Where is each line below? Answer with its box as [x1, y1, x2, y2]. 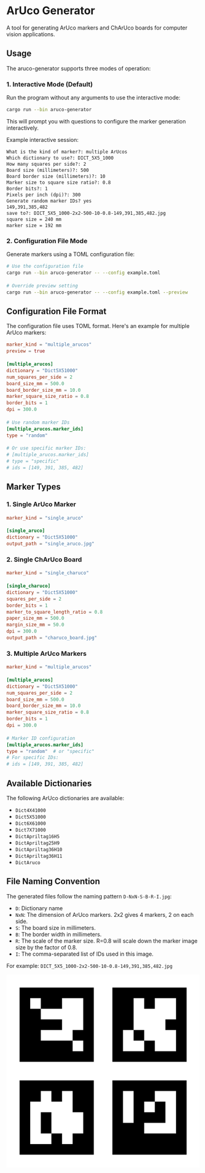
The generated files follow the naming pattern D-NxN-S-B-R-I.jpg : [6, 892, 172, 900]
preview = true [6, 348, 45, 354]
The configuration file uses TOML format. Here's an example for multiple [6, 322, 190, 330]
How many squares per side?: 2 [6, 161, 87, 167]
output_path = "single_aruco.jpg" [6, 541, 95, 547]
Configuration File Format [6, 306, 107, 316]
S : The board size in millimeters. [15, 924, 96, 931]
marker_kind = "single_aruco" [6, 515, 84, 521]
